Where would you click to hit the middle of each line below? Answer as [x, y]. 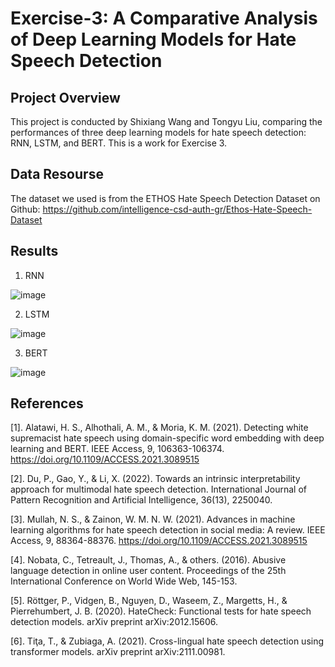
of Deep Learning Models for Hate [153, 39]
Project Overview [65, 97]
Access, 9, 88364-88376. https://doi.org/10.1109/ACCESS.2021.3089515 [159, 541]
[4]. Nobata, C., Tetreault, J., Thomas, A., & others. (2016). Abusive [148, 560]
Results [34, 251]
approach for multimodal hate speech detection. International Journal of [158, 489]
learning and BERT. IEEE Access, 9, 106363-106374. [117, 449]
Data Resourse [57, 174]
